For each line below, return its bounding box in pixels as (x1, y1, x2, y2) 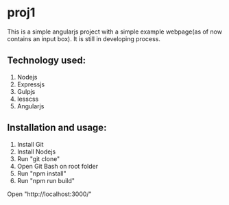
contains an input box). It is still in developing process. (7, 34, 161, 43)
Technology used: (7, 55, 86, 67)
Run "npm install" (16, 169, 67, 178)
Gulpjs (16, 87, 36, 95)
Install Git (16, 140, 44, 148)
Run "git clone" (16, 154, 60, 162)
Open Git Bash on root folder (16, 162, 98, 170)
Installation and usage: (7, 122, 107, 134)
